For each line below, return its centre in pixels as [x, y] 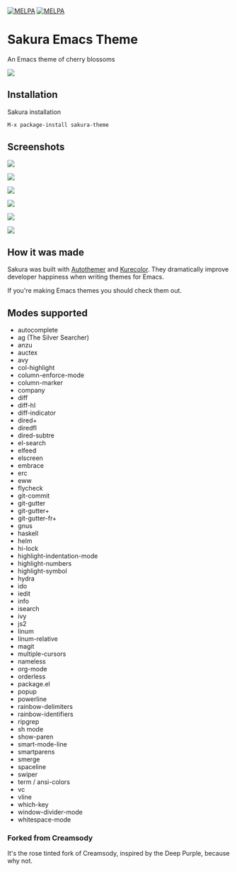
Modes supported [48, 313]
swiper [28, 775]
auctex [27, 353]
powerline [32, 699]
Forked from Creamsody [50, 838]
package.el [34, 684]
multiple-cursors [42, 654]
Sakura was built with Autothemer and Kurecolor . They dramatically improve [118, 269]
